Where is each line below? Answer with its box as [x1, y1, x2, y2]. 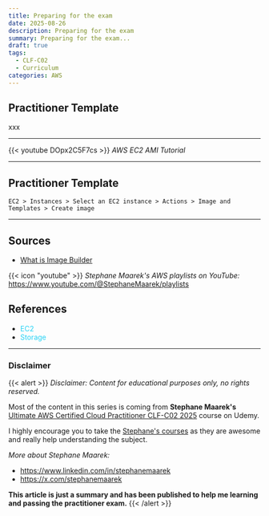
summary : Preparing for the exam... [8, 34, 130, 43]
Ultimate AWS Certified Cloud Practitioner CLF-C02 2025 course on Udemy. [8, 411, 260, 421]
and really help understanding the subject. [8, 435, 148, 445]
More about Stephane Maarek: [8, 450, 110, 460]
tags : [8, 49, 26, 57]
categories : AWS [8, 71, 62, 79]
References [8, 303, 67, 316]
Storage [19, 332, 46, 342]
